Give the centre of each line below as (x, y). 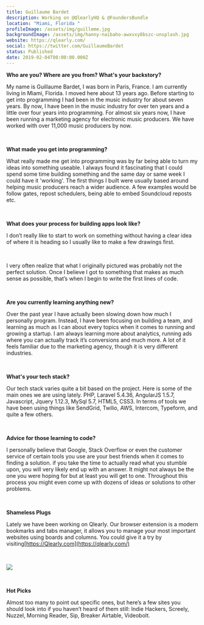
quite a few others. (30, 414)
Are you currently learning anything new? (60, 302)
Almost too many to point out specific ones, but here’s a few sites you (93, 602)
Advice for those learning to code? (51, 438)
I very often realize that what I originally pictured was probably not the (94, 266)
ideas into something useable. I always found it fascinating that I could (94, 167)
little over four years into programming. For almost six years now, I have (96, 112)
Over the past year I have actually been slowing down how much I (89, 314)
